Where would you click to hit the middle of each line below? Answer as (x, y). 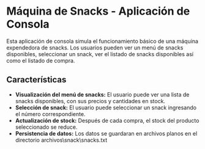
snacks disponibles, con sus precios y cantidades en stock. (90, 101)
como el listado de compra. (41, 60)
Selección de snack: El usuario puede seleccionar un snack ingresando (106, 107)
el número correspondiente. (50, 114)
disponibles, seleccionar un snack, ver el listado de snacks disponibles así (100, 54)
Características (36, 80)
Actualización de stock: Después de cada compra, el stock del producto (107, 120)
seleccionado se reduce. (46, 127)
